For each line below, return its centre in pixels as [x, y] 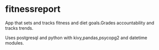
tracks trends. [19, 28]
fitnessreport [33, 9]
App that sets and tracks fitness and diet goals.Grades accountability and [80, 23]
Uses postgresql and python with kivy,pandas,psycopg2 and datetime [76, 38]
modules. [15, 43]
